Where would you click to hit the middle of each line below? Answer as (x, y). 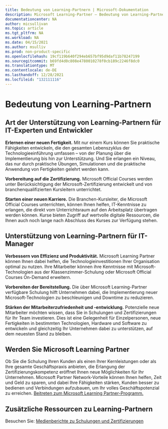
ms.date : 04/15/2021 (27, 42)
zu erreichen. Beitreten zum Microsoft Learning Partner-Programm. (74, 393)
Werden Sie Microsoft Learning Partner (67, 349)
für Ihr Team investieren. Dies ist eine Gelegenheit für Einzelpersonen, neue (83, 317)
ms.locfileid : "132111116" (33, 79)
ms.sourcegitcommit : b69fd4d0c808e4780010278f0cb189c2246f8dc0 (72, 61)
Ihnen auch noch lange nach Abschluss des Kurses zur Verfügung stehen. (81, 220)
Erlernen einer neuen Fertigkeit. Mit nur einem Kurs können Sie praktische (82, 142)
